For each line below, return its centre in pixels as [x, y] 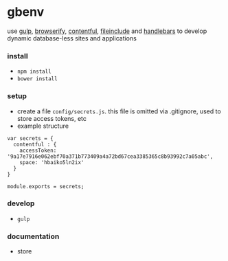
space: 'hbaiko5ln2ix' [52, 162]
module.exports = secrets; [46, 186]
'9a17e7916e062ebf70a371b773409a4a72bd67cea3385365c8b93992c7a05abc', [110, 156]
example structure [43, 126]
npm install [34, 72]
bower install [37, 79]
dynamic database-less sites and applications [72, 38]
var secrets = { [30, 138]
